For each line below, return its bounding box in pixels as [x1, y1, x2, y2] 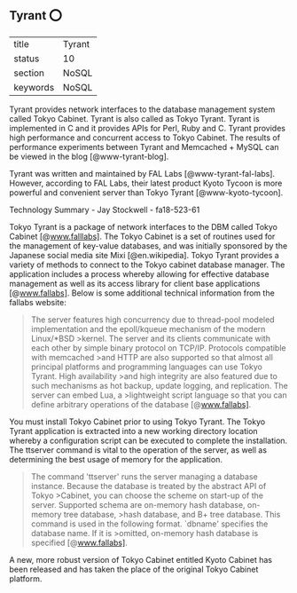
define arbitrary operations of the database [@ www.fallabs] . [30, 399, 252, 409]
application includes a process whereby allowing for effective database [9, 268, 270, 279]
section [13, 67, 45, 79]
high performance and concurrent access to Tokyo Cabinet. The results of [9, 132, 281, 143]
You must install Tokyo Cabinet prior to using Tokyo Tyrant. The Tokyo [9, 416, 266, 427]
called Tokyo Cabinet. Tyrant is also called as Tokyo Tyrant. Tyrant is [9, 113, 260, 123]
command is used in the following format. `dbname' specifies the [30, 518, 269, 529]
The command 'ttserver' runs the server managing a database [30, 470, 259, 482]
